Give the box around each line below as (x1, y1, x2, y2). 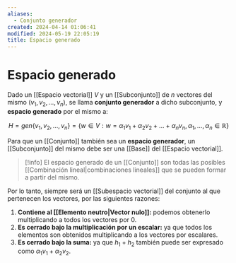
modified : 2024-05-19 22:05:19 (7, 30, 100, 37)
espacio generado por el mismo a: (7, 107, 108, 115)
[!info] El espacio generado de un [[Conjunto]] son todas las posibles (24, 158, 226, 166)
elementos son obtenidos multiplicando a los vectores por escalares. (17, 230, 218, 239)
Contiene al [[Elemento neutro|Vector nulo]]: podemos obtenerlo (17, 208, 211, 216)
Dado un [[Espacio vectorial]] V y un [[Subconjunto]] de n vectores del (7, 90, 213, 99)
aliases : (7, 10, 33, 18)
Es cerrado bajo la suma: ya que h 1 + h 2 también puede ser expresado (17, 238, 224, 248)
